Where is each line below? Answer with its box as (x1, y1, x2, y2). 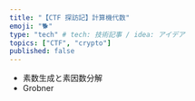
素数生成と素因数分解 (22, 73, 102, 84)
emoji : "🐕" (9, 22, 53, 31)
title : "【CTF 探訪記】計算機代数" (9, 13, 130, 23)
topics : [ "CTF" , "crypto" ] (9, 38, 112, 48)
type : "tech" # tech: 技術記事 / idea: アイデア (9, 30, 186, 39)
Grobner (22, 83, 54, 94)
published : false (9, 47, 75, 56)
